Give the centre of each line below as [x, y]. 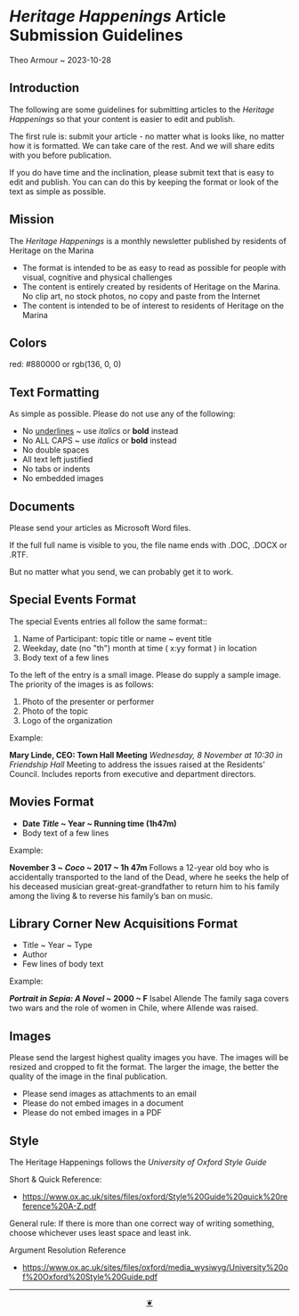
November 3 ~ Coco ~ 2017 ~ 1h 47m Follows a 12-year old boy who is [139, 867]
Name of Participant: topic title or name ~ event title [117, 638]
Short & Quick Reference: [56, 1180]
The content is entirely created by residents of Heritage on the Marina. [151, 286]
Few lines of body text [63, 964]
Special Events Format [73, 600]
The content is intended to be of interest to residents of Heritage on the [153, 306]
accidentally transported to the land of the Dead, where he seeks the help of [149, 877]
